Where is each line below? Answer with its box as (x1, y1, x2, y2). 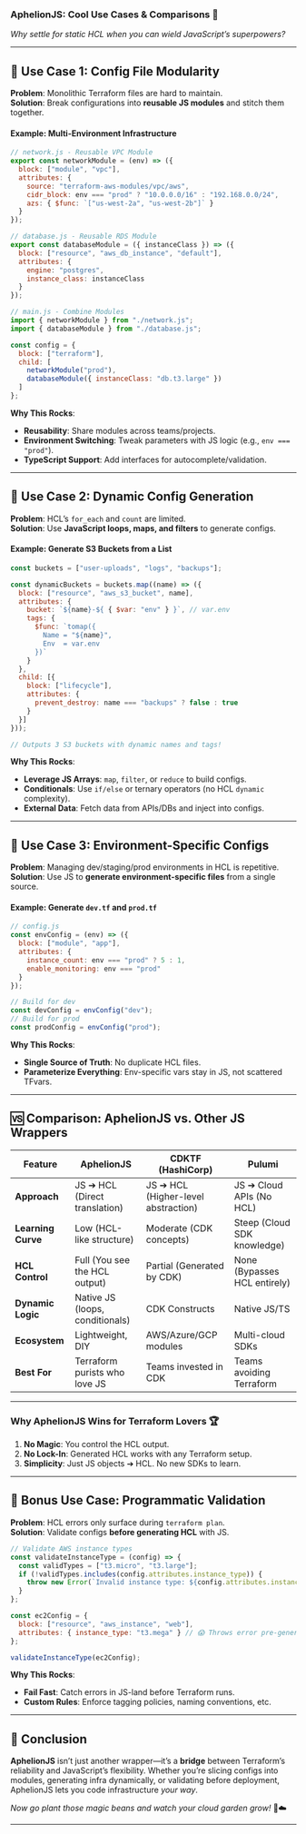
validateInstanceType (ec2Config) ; (10, 1652, 142, 1662)
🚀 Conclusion (10, 1731, 87, 1747)
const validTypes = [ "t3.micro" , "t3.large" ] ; (18, 1561, 198, 1570)
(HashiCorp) (158, 1163, 213, 1176)
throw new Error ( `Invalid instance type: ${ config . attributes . (26, 1578, 271, 1587)
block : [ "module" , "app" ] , (18, 939, 121, 948)
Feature (23, 1158, 58, 1170)
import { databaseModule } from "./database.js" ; (10, 324, 202, 333)
